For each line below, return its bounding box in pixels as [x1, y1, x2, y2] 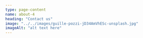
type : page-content [5, 7, 46, 12]
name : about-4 [5, 12, 35, 17]
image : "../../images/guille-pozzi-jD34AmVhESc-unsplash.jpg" [5, 21, 138, 26]
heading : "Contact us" [5, 16, 53, 21]
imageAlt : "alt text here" [5, 26, 62, 31]
